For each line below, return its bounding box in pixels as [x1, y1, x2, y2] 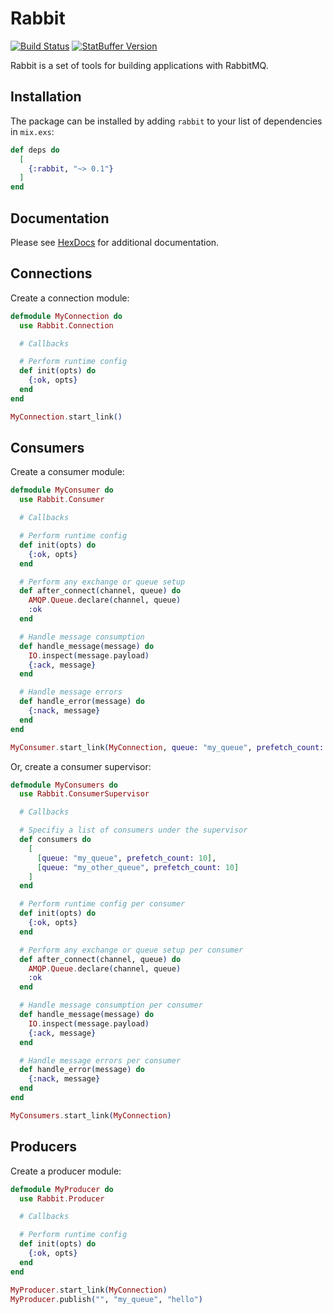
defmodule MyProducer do [10, 1184, 114, 1194]
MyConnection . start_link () [10, 412, 123, 422]
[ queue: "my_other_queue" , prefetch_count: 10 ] [36, 862, 240, 872]
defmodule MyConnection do [10, 311, 123, 321]
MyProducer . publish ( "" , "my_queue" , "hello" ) [10, 1294, 203, 1304]
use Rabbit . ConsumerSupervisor [19, 789, 150, 799]
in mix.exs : [10, 125, 55, 137]
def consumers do [19, 835, 92, 845]
